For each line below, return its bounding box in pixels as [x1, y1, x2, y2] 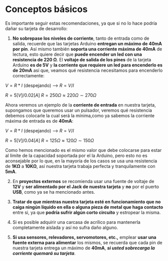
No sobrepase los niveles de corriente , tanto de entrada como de [12, 35, 149, 41]
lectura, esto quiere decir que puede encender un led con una [12, 51, 142, 57]
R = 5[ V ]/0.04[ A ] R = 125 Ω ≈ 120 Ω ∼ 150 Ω [5, 137, 94, 143]
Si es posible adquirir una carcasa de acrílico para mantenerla [12, 219, 140, 225]
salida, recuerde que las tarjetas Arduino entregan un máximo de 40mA [12, 40, 162, 46]
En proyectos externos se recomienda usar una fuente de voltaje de [12, 178, 154, 184]
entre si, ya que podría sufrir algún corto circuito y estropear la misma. [12, 209, 161, 215]
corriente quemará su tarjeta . [12, 250, 76, 256]
